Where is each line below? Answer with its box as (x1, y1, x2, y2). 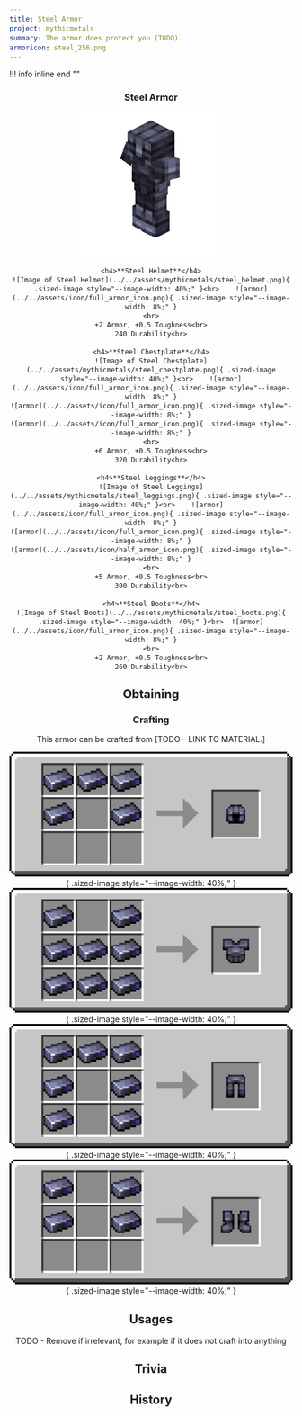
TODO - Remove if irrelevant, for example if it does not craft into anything (15, 1336, 287, 1347)
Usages (129, 1312, 173, 1327)
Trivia (134, 1361, 168, 1376)
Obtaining (122, 686, 180, 702)
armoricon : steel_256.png (9, 43, 106, 52)
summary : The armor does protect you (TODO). (9, 33, 182, 42)
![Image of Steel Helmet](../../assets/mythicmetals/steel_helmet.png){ (12, 275, 290, 284)
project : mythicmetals (9, 23, 94, 33)
